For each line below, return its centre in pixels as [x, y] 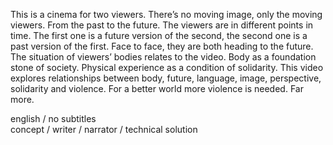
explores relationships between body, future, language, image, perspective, [166, 78]
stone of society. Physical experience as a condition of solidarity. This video [167, 67]
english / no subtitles [53, 118]
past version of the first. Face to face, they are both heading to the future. [162, 46]
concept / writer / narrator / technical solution [104, 129]
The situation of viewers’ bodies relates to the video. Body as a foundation [163, 57]
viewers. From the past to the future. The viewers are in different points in [162, 25]
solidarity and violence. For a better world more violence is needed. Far [157, 88]
